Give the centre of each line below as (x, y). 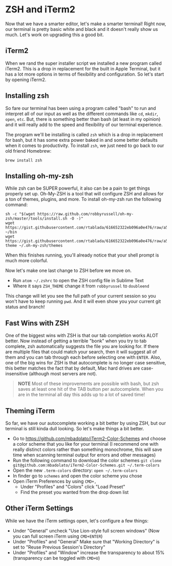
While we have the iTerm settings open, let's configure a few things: (77, 521)
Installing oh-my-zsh (39, 176)
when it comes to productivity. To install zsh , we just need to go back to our (85, 145)
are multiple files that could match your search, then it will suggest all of (81, 352)
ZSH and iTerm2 (40, 10)
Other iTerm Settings (39, 508)
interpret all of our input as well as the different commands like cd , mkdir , (82, 114)
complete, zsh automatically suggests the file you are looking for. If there (82, 346)
